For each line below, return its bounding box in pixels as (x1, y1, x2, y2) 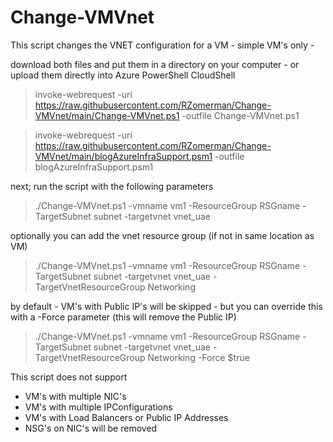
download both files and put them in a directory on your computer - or (10, 58, 300, 70)
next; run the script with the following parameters (10, 180, 214, 192)
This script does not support (10, 371, 128, 383)
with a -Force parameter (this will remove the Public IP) (10, 311, 237, 323)
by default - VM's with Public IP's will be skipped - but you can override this (10, 300, 323, 312)
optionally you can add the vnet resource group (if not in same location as (10, 229, 315, 241)
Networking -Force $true (147, 351, 250, 363)
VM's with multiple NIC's (24, 390, 127, 402)
